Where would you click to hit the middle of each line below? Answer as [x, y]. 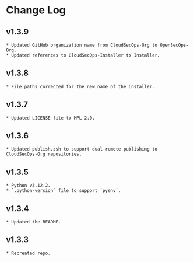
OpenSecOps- [174, 45]
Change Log [36, 10]
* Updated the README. [33, 222]
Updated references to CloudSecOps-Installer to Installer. [86, 55]
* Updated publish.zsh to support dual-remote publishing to [82, 149]
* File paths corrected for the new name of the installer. [81, 86]
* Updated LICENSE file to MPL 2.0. [50, 118]
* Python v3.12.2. [28, 186]
